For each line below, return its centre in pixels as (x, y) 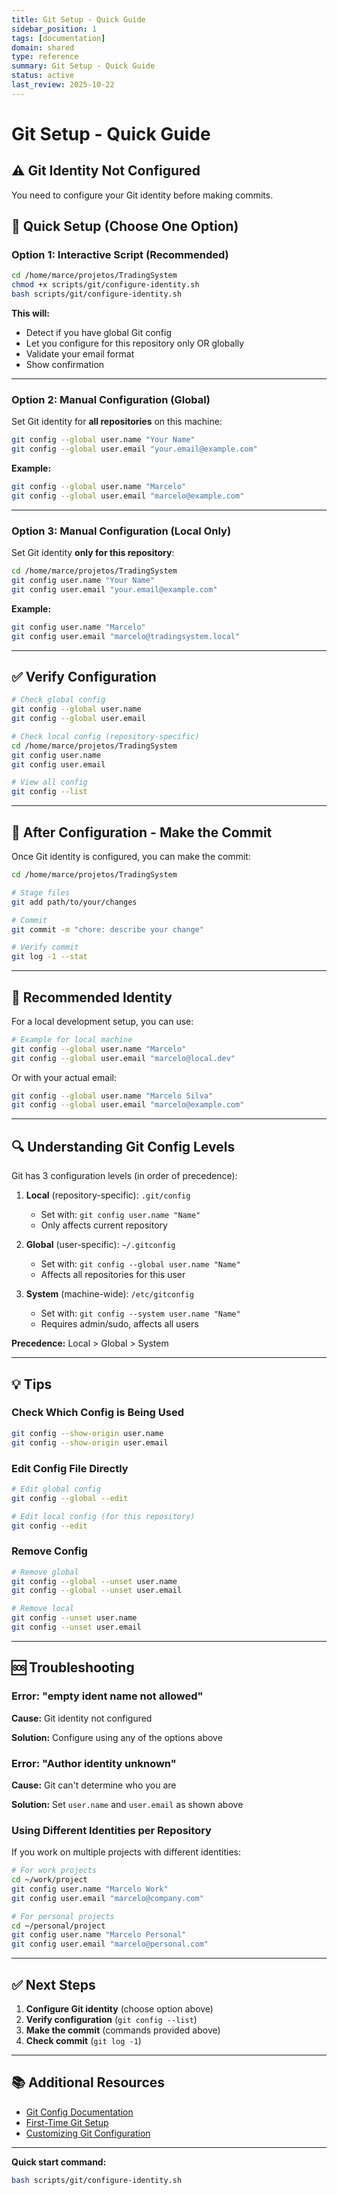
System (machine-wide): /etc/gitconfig (109, 1294)
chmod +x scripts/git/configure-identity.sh (105, 285)
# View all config (49, 782)
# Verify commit (45, 947)
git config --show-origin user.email (90, 1442)
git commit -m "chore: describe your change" (107, 929)
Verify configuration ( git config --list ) (111, 2020)
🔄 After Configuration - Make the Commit (142, 832)
